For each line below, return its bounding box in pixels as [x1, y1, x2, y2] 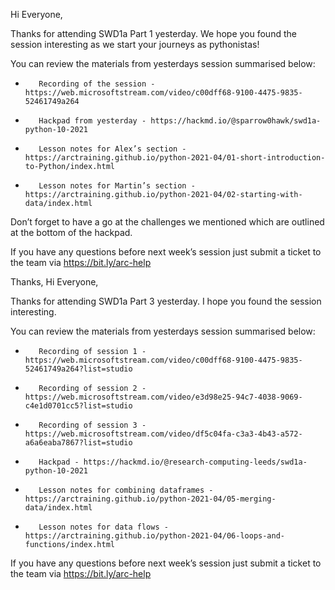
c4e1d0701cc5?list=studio [24, 401, 133, 411]
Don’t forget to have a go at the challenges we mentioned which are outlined [10, 216, 325, 228]
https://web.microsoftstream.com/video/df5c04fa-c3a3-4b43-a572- [24, 429, 303, 439]
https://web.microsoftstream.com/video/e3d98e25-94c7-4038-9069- [24, 392, 303, 402]
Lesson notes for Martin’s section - [38, 181, 196, 191]
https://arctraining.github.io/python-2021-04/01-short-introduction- [24, 153, 326, 163]
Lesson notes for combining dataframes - [38, 485, 214, 495]
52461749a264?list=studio [24, 364, 133, 374]
